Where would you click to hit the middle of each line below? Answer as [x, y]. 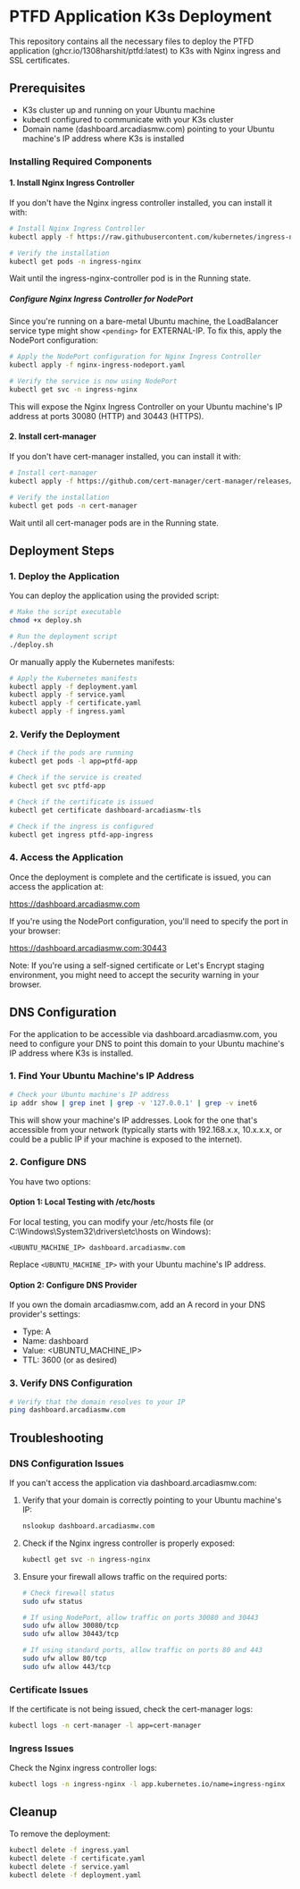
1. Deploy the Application [65, 576]
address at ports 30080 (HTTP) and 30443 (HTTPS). [107, 416]
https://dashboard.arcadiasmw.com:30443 [88, 948]
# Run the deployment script [63, 637]
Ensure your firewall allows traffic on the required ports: [125, 1576]
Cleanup [33, 1812]
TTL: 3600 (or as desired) [70, 1360]
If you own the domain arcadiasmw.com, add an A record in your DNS [137, 1305]
